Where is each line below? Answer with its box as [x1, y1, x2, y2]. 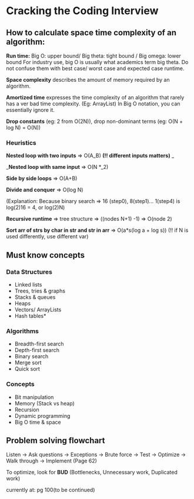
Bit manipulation [14, 393, 54, 401]
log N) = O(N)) [6, 124, 41, 131]
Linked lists [14, 281, 42, 288]
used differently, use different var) [6, 233, 89, 240]
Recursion [14, 406, 39, 413]
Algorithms [6, 327, 39, 335]
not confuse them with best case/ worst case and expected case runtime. [6, 65, 185, 72]
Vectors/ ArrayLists [14, 306, 62, 313]
